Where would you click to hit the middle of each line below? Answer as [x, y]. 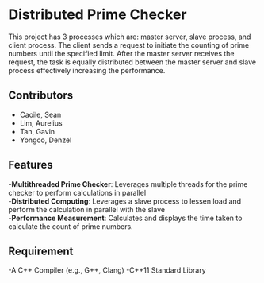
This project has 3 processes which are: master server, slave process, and [130, 37]
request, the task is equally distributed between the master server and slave [132, 62]
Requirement [41, 251]
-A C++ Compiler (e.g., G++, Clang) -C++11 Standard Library [107, 270]
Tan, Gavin [37, 131]
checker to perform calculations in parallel [77, 192]
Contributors [41, 96]
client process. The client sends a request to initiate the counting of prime [129, 45]
